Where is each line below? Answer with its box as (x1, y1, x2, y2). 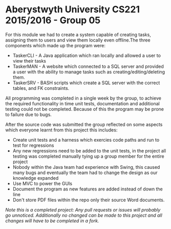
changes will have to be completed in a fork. (5, 217, 99, 224)
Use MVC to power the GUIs (12, 180, 73, 186)
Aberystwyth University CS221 (5, 4, 140, 15)
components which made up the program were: (5, 42, 106, 48)
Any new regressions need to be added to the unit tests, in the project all (12, 147, 166, 154)
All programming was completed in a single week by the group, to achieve (5, 95, 161, 101)
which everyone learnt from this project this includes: (5, 127, 118, 133)
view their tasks (12, 58, 46, 64)
